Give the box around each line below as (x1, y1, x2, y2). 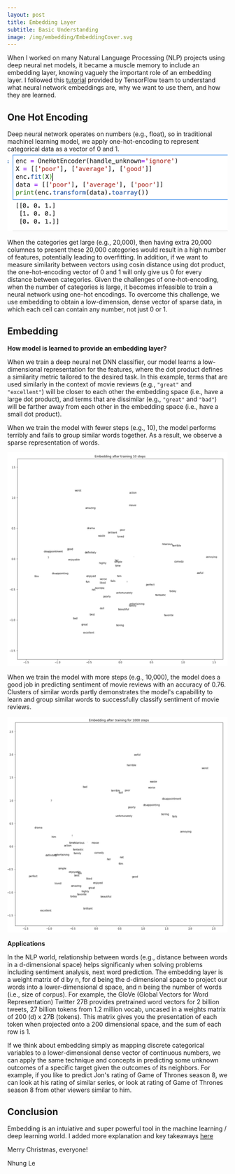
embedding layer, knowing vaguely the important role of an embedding (7, 69, 212, 77)
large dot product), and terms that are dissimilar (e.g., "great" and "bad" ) (7, 395, 218, 403)
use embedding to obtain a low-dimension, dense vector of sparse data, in (7, 297, 222, 306)
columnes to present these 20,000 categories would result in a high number (7, 245, 226, 254)
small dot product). (7, 410, 62, 418)
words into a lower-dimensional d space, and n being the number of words (7, 983, 222, 991)
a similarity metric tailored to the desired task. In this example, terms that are (7, 372, 228, 381)
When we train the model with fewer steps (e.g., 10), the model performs (7, 423, 217, 431)
